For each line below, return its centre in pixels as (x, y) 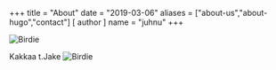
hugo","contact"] (40, 22)
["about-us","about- (231, 13)
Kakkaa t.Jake (35, 56)
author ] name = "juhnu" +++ (130, 22)
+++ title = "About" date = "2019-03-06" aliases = (101, 13)
